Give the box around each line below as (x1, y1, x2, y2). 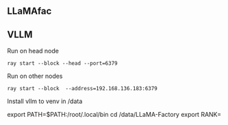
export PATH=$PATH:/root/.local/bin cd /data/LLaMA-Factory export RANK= (7, 111, 222, 119)
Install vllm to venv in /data (7, 97, 83, 105)
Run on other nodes (7, 72, 63, 81)
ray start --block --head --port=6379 (7, 60, 118, 67)
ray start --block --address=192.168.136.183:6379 (7, 85, 157, 92)
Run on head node (7, 47, 60, 55)
